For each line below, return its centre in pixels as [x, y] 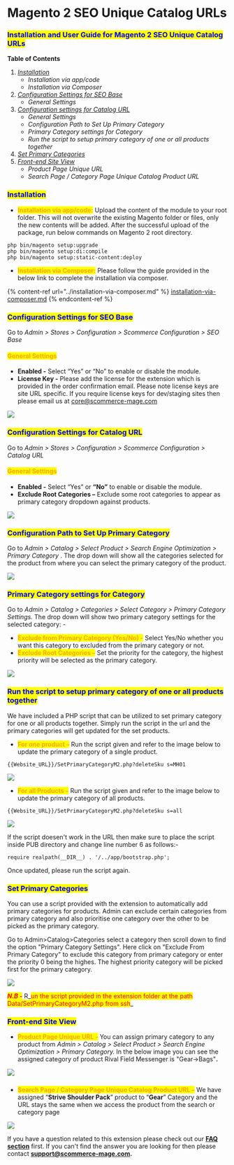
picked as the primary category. [53, 925]
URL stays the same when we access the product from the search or [116, 1105]
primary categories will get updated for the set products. [89, 731]
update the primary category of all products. [81, 798]
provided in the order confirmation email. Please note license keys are [118, 386]
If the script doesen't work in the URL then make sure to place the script [111, 837]
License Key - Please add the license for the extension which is [109, 379]
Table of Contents [34, 59]
